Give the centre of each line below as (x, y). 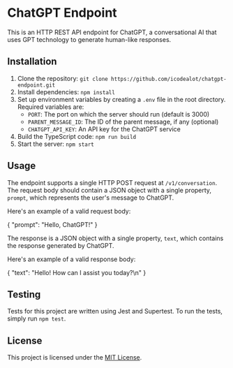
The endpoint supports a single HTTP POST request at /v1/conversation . (112, 182)
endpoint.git (36, 85)
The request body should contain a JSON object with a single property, (109, 190)
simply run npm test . (37, 318)
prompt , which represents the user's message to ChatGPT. (91, 198)
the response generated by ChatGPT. (61, 245)
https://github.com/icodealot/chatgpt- (168, 79)
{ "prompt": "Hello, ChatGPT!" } (52, 224)
